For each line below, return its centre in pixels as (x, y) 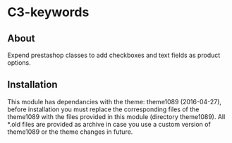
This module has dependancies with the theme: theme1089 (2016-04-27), (115, 101)
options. (19, 63)
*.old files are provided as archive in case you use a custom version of (109, 124)
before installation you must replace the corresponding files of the (103, 109)
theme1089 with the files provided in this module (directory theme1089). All (116, 116)
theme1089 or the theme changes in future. (70, 132)
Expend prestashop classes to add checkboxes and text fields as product (114, 55)
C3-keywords (48, 12)
